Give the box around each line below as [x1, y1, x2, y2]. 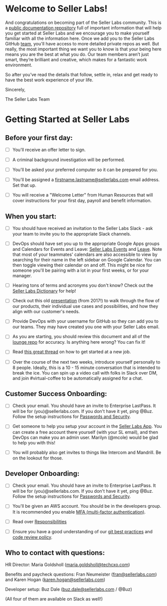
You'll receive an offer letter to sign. [12, 147, 86, 153]
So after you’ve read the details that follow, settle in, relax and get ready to [5, 71, 158, 77]
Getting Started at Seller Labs [5, 114, 130, 125]
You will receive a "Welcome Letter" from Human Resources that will [12, 192, 153, 198]
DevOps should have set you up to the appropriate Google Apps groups [12, 240, 160, 247]
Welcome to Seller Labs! [5, 3, 108, 14]
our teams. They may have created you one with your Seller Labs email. [12, 324, 160, 330]
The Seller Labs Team [5, 96, 50, 102]
